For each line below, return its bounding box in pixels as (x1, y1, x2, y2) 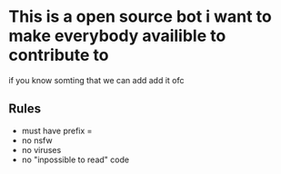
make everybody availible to (8, 25, 226, 46)
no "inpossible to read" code (21, 154, 129, 165)
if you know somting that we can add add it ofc (8, 74, 185, 85)
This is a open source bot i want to (8, 6, 272, 27)
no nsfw (21, 134, 53, 146)
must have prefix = (21, 125, 93, 136)
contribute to (8, 45, 109, 65)
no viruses (21, 144, 62, 155)
